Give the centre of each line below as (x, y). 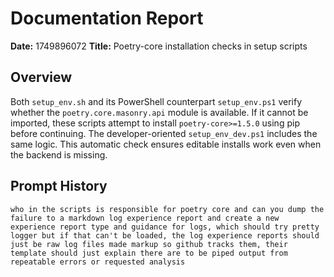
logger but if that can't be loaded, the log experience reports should (165, 235)
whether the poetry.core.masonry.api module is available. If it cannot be (159, 112)
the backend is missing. (59, 154)
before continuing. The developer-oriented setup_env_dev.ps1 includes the (164, 133)
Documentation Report (107, 18)
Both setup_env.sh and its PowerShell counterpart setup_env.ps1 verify (156, 101)
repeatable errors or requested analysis (98, 262)
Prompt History (59, 186)
